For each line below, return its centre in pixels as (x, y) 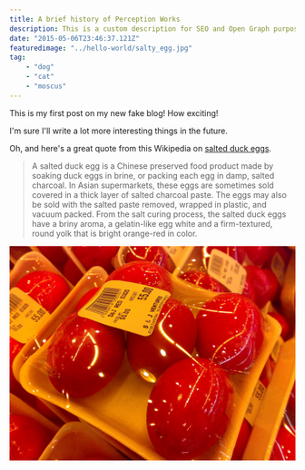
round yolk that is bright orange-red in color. (114, 233)
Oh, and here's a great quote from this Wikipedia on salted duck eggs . (141, 148)
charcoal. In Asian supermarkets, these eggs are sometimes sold (152, 185)
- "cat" (40, 77)
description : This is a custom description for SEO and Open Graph (140, 29)
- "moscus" (46, 86)
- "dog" (40, 67)
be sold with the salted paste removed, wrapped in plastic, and (149, 204)
